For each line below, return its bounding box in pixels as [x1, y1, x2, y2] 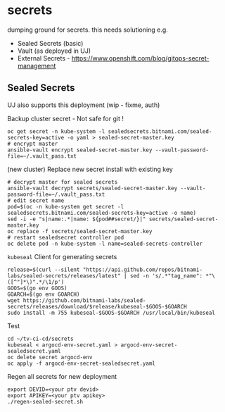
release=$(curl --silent [7, 266, 80, 273]
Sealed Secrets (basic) [17, 39, 84, 47]
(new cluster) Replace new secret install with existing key [7, 165, 174, 173]
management [17, 61, 56, 70]
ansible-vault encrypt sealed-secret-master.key [7, 146, 153, 154]
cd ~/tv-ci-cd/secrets [7, 335, 74, 342]
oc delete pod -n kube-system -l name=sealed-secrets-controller [7, 240, 202, 247]
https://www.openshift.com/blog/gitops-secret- [71, 54, 210, 62]
